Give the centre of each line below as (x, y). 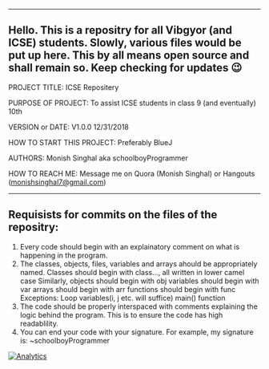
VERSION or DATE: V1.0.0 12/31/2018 (69, 127)
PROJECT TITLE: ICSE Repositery (64, 87)
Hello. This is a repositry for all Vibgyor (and (120, 30)
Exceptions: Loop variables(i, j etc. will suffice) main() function (122, 298)
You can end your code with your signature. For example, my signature (137, 332)
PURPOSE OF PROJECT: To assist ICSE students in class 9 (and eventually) (132, 103)
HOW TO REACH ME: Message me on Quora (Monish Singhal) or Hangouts (132, 173)
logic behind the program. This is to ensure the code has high (121, 314)
